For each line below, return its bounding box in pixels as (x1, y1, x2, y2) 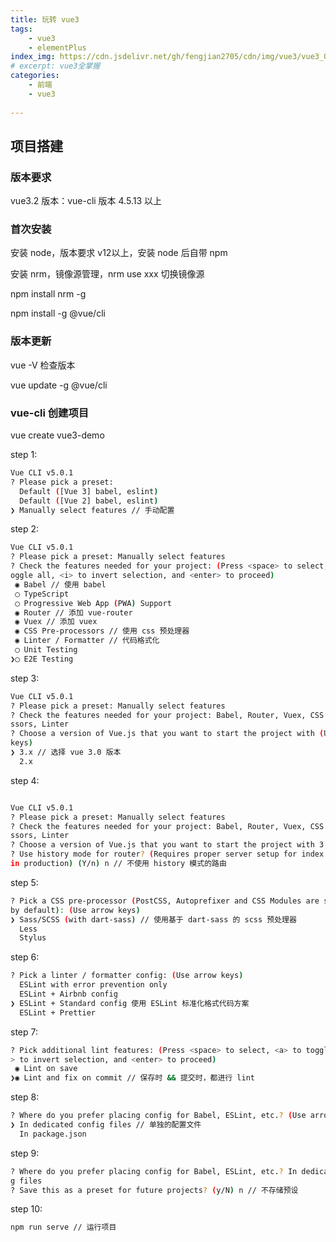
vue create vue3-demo (10, 429, 105, 441)
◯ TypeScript (14, 589, 70, 599)
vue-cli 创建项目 (10, 406, 90, 420)
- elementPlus (28, 42, 87, 53)
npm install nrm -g (10, 288, 87, 300)
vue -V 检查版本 (10, 359, 76, 371)
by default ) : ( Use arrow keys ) (10, 905, 141, 915)
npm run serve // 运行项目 (10, 1222, 117, 1233)
